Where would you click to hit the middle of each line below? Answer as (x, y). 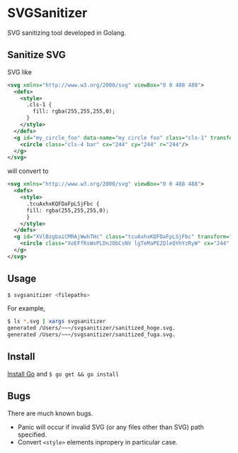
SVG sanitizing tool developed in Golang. (67, 33)
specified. (32, 435)
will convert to (28, 171)
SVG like (19, 72)
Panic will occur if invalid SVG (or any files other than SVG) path (110, 427)
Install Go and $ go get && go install (63, 374)
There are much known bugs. (50, 413)
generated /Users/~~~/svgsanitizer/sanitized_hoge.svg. (91, 328)
